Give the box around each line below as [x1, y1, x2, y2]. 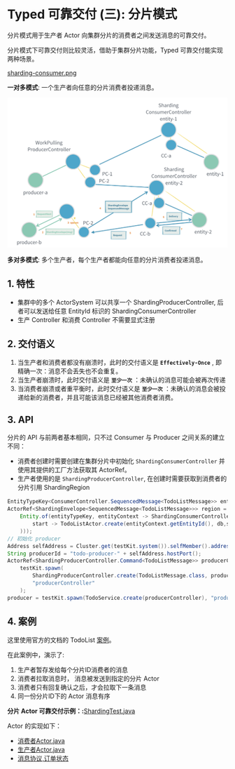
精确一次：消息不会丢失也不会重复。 [17, 366, 122, 375]
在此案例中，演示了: [7, 650, 65, 659]
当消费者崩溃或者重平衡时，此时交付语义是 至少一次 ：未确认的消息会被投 [17, 384, 226, 393]
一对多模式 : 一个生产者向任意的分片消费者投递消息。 [7, 83, 158, 91]
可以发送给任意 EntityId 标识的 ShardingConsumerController [23, 307, 197, 315]
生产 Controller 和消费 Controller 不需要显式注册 [17, 315, 155, 323]
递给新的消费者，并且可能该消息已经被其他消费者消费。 [17, 393, 177, 401]
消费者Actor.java [17, 736, 65, 744]
